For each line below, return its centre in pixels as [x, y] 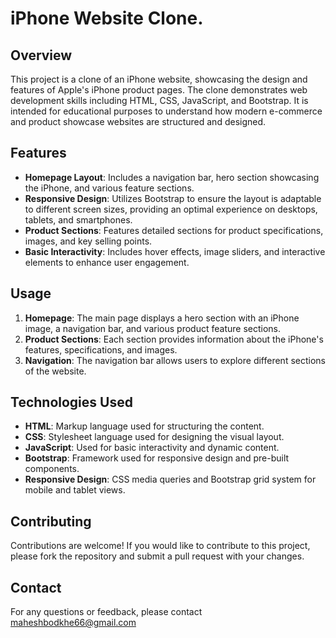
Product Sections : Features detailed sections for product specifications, [174, 230]
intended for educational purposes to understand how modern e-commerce [166, 111]
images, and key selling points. [88, 241]
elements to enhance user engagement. [107, 262]
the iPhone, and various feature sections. [109, 188]
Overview [41, 55]
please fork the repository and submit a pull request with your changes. [157, 556]
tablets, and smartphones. [78, 219]
